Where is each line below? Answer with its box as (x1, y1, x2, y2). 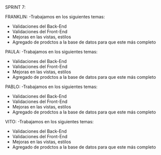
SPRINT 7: (5, 4, 26, 10)
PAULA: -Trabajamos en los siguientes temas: (5, 49, 98, 54)
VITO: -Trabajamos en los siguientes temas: (5, 119, 94, 124)
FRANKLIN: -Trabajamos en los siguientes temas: (5, 14, 105, 19)
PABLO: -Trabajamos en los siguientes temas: (5, 84, 98, 90)
